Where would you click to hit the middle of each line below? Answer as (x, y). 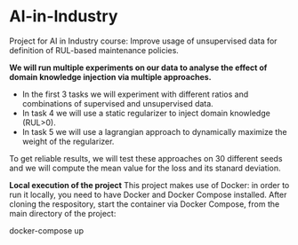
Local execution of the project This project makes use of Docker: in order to (149, 185)
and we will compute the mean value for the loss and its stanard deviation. (145, 168)
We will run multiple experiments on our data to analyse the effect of (138, 67)
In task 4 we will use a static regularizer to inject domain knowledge (146, 113)
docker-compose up (47, 230)
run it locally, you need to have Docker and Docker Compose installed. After (148, 194)
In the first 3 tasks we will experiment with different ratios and (135, 94)
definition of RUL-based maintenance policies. (94, 50)
